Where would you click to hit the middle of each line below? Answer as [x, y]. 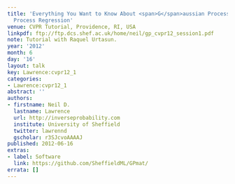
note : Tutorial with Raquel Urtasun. [62, 40]
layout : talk [26, 66]
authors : [20, 99]
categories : [24, 79]
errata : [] [23, 170]
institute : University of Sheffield [67, 124]
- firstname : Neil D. [39, 105]
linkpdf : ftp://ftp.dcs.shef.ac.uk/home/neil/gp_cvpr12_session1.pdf [111, 33]
